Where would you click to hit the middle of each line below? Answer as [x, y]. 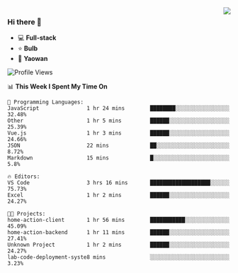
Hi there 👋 [25, 22]
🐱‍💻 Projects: [27, 214]
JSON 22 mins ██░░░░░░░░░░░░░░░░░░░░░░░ [119, 146]
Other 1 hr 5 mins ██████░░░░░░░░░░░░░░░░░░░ [119, 121]
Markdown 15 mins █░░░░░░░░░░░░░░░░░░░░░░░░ [119, 158]
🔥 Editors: [24, 177]
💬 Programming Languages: [45, 102]
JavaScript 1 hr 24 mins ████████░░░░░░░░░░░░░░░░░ [119, 108]
